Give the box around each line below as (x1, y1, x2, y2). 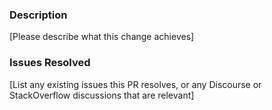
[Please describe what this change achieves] (9, 31, 195, 43)
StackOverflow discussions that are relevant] (9, 89, 195, 101)
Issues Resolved (9, 56, 91, 70)
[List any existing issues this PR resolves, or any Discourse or (9, 78, 262, 90)
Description (9, 8, 68, 22)
